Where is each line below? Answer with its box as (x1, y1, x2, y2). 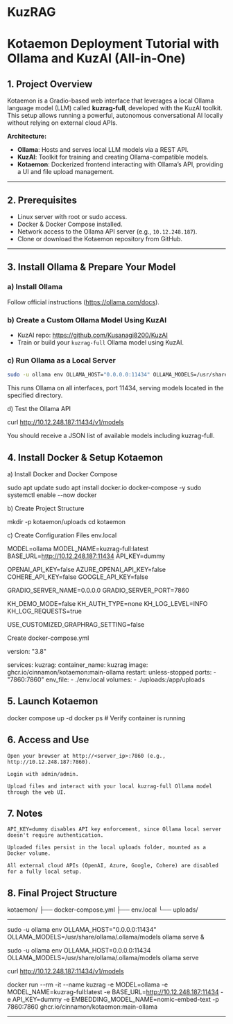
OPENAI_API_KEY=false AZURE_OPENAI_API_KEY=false (7, 565, 166, 573)
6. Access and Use (7, 734, 89, 746)
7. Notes (7, 807, 43, 819)
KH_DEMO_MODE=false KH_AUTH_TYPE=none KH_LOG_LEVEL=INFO (7, 599, 208, 607)
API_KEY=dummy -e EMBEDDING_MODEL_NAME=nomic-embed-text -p (12, 996, 220, 1004)
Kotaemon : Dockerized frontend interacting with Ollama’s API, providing (17, 160, 223, 168)
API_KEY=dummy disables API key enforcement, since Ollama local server (7, 826, 222, 833)
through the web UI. (7, 788, 67, 796)
